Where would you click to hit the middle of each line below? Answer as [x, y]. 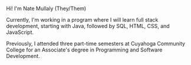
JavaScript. [20, 32]
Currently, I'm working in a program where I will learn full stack [82, 20]
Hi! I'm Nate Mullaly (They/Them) [46, 8]
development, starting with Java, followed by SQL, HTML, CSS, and [88, 26]
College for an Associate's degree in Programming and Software [84, 50]
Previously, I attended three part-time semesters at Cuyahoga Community [96, 44]
